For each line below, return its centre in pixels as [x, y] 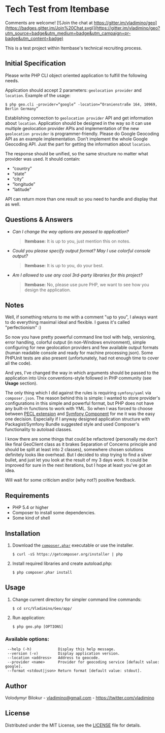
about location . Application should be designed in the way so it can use [78, 123]
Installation [23, 533]
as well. [13, 204]
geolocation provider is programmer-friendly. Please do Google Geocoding [82, 134]
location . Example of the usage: [38, 95]
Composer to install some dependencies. [54, 513]
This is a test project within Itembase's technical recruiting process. [74, 48]
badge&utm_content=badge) [34, 38]
